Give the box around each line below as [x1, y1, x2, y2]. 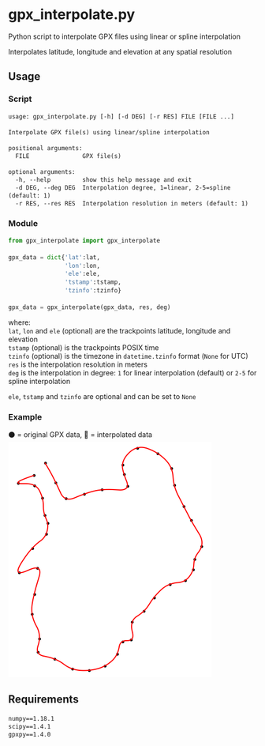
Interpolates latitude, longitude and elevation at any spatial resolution [8, 47, 233, 56]
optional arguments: [8, 168, 77, 175]
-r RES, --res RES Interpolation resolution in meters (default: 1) [15, 199, 248, 207]
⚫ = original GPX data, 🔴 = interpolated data [8, 430, 152, 439]
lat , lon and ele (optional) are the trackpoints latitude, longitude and [8, 326, 231, 335]
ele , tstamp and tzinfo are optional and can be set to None [8, 391, 196, 401]
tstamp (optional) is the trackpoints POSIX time [8, 342, 159, 352]
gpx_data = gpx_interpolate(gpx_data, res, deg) [8, 303, 171, 311]
